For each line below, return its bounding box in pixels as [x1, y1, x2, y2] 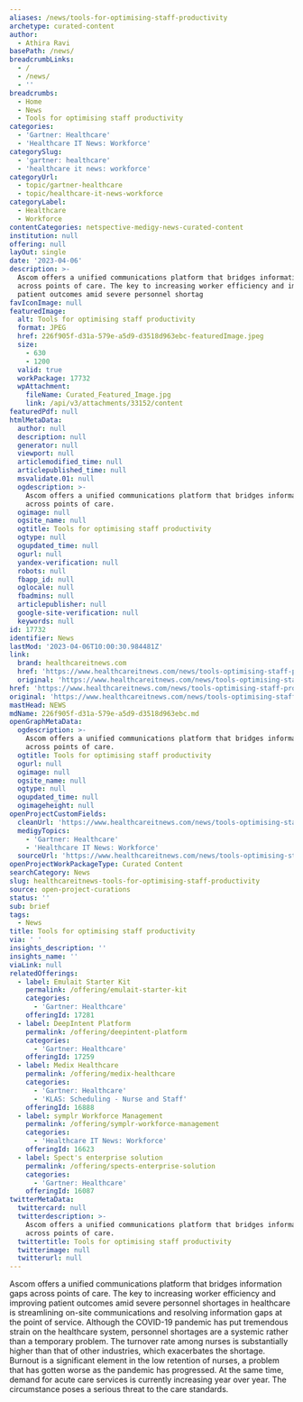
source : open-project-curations [9, 884, 131, 893]
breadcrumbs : [9, 88, 59, 97]
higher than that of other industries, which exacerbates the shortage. [9, 1345, 266, 1357]
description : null [17, 432, 87, 442]
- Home [17, 96, 42, 106]
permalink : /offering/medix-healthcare [25, 1069, 176, 1078]
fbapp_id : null [17, 574, 75, 584]
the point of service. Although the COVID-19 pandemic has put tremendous [9, 1317, 289, 1328]
